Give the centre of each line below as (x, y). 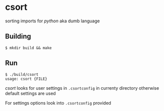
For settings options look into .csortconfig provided (58, 103)
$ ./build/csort (22, 74)
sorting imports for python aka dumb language (53, 21)
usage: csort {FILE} (26, 79)
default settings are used (30, 93)
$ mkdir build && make (28, 48)
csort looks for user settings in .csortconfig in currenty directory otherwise (82, 88)
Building (18, 36)
